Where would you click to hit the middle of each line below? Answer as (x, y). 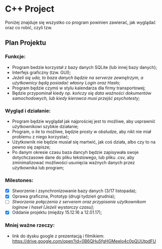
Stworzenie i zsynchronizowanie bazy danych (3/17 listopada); (74, 191)
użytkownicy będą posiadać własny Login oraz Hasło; (66, 83)
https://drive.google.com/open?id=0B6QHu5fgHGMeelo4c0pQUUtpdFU (84, 241)
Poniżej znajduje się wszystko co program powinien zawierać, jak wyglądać (81, 22)
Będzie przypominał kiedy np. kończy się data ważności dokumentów (81, 93)
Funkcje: (15, 57)
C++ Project (30, 9)
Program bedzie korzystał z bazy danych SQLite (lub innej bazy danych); (84, 67)
